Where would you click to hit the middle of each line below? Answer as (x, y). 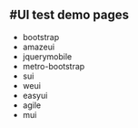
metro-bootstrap (54, 66)
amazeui (39, 47)
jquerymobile (47, 56)
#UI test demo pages (69, 15)
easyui (35, 95)
